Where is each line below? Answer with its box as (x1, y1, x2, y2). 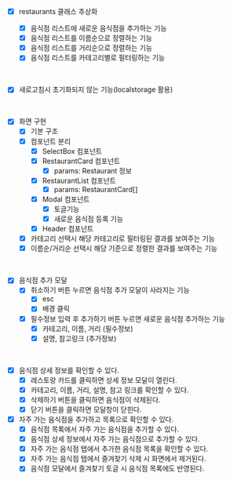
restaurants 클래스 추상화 (18, 7, 98, 16)
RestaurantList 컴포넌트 (42, 176, 117, 185)
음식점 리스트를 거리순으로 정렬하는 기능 (30, 43, 153, 53)
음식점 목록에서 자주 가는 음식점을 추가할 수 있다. (30, 424, 180, 434)
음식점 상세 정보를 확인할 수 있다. (18, 365, 119, 375)
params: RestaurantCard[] (53, 184, 138, 194)
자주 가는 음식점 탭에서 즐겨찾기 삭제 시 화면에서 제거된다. (30, 454, 207, 464)
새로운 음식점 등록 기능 (53, 214, 123, 224)
